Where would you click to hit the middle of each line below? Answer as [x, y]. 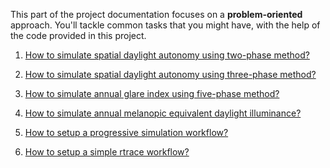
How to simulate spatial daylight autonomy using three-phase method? [170, 74]
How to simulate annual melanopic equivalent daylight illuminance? [163, 113]
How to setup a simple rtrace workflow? [107, 152]
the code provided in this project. [78, 35]
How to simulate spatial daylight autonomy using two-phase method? [167, 55]
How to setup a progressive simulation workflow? [126, 132]
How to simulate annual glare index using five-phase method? [152, 93]
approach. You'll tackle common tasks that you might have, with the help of [165, 25]
